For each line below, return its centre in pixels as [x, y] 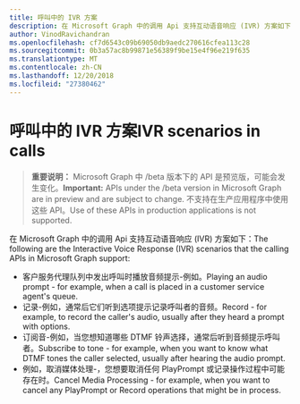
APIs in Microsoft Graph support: [70, 258]
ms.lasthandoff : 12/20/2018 [62, 76]
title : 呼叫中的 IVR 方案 [54, 17]
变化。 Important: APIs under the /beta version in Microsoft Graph [160, 188]
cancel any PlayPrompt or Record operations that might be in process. [152, 390]
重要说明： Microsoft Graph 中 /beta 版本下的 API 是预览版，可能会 [154, 176]
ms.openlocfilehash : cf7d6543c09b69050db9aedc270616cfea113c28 [130, 42]
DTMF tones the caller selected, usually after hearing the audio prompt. [154, 358]
